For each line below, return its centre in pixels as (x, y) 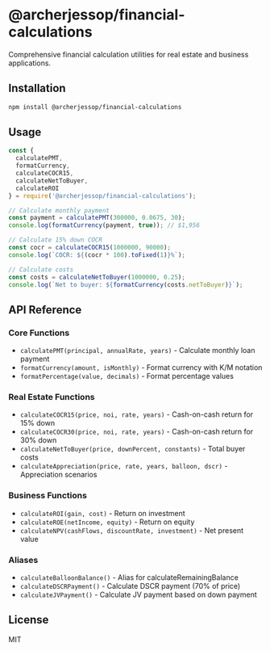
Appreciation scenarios (58, 475)
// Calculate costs (41, 269)
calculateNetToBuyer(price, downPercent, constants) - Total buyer (133, 449)
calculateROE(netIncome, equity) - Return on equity (107, 522)
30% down (38, 440)
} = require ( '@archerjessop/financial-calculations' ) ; (102, 195)
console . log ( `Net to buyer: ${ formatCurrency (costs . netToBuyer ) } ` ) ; (126, 284)
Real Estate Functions (52, 397)
